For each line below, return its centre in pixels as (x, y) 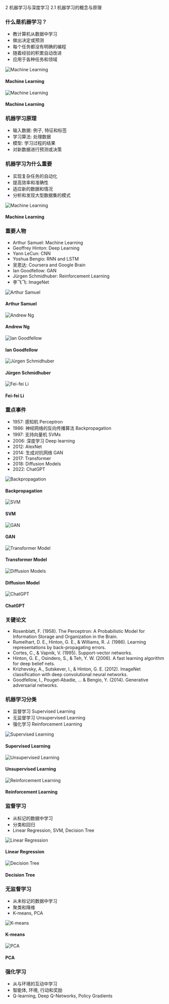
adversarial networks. (35, 685)
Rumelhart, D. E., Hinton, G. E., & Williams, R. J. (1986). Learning (79, 642)
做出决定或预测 (28, 40)
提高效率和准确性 (30, 182)
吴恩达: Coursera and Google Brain (49, 265)
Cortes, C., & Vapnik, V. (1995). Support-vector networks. (72, 653)
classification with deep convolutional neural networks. (70, 675)
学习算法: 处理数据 (32, 137)
